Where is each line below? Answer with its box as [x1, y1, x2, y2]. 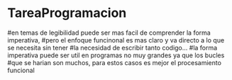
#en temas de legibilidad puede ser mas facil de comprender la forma [7, 28, 211, 37]
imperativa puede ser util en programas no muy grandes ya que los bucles [7, 51, 225, 59]
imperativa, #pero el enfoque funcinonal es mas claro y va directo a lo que [7, 35, 225, 44]
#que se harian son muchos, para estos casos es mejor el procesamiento [7, 58, 222, 67]
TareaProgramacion [7, 5, 127, 21]
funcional [7, 66, 35, 74]
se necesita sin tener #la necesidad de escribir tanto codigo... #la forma [7, 43, 218, 52]
